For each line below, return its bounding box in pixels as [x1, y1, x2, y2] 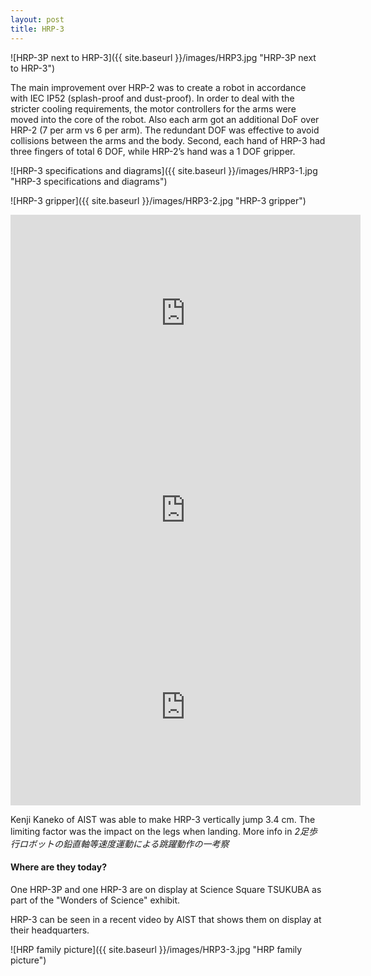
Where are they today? [10, 861, 107, 873]
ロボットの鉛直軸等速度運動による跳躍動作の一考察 [18, 837, 230, 850]
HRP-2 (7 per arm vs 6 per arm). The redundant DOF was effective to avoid [10, 124, 320, 136]
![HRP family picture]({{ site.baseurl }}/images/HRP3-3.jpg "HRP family [10, 943, 303, 955]
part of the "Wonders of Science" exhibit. [10, 894, 181, 906]
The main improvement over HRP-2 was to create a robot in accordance [10, 81, 307, 93]
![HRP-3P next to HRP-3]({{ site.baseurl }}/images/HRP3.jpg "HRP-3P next [10, 51, 317, 63]
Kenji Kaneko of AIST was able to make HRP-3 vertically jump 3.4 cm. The [10, 813, 316, 825]
